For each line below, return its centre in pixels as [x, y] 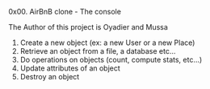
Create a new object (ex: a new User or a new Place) [107, 42]
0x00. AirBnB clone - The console [65, 12]
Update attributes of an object [70, 68]
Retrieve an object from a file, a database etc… [98, 51]
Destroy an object [50, 77]
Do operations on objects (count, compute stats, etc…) [111, 60]
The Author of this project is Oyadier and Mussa [88, 27]
